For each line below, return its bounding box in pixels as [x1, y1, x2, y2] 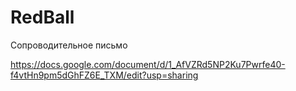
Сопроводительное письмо [10, 39, 128, 51]
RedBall [10, 6, 75, 29]
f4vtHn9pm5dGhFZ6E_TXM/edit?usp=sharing [10, 69, 199, 81]
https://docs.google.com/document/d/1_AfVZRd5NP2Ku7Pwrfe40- [10, 58, 286, 70]
